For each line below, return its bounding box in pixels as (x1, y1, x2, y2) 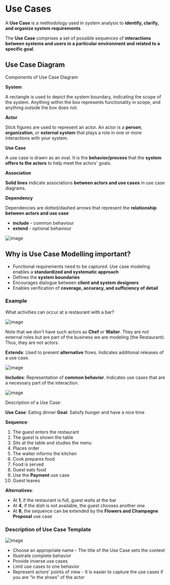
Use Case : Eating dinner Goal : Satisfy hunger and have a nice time (5, 409, 145, 415)
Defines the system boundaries (12, 274, 80, 280)
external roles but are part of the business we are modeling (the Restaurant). (5, 334, 165, 340)
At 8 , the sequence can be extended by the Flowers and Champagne (12, 508, 158, 514)
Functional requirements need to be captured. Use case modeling (12, 263, 150, 269)
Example (5, 297, 27, 304)
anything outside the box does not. (5, 105, 78, 111)
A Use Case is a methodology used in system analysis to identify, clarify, (5, 20, 159, 26)
